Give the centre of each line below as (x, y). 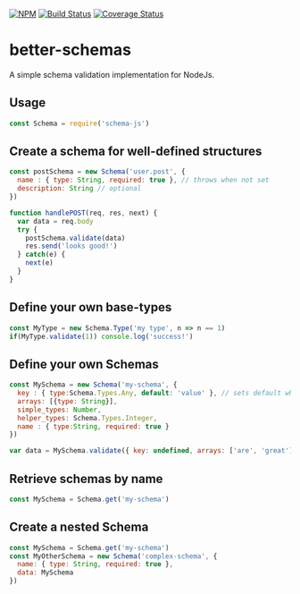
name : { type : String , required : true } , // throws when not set (143, 180)
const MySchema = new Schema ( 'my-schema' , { (93, 385)
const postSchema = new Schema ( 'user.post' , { (97, 172)
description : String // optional (79, 189)
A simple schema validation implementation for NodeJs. (112, 74)
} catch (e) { (42, 255)
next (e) (39, 263)
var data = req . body (55, 221)
